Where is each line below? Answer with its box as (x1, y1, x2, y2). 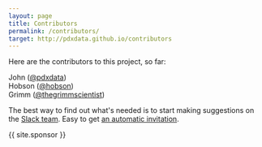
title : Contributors (8, 19, 79, 28)
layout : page (8, 11, 53, 20)
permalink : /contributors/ (8, 27, 100, 35)
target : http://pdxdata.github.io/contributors (8, 34, 173, 43)
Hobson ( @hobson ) (8, 81, 75, 91)
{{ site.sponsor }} (8, 130, 67, 140)
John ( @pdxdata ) (8, 72, 67, 82)
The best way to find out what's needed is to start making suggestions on (8, 106, 255, 115)
